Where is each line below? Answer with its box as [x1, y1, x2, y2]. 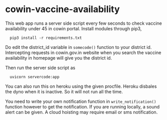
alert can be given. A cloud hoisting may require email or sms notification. [5, 109, 158, 115]
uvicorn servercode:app [10, 74, 59, 79]
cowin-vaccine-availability [5, 4, 120, 15]
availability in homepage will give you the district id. [5, 54, 112, 61]
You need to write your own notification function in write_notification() [5, 98, 156, 104]
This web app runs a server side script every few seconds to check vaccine [5, 20, 162, 26]
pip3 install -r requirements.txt [10, 35, 82, 40]
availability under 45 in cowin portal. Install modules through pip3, [5, 25, 142, 31]
